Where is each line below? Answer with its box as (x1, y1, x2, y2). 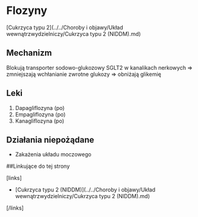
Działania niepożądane (6, 134, 95, 145)
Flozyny (6, 4, 47, 18)
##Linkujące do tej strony (6, 162, 70, 170)
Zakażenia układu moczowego (15, 151, 92, 158)
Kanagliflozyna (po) (15, 117, 65, 125)
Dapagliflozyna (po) (15, 104, 65, 111)
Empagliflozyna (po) (15, 111, 66, 118)
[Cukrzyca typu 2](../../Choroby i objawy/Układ (6, 24, 123, 31)
